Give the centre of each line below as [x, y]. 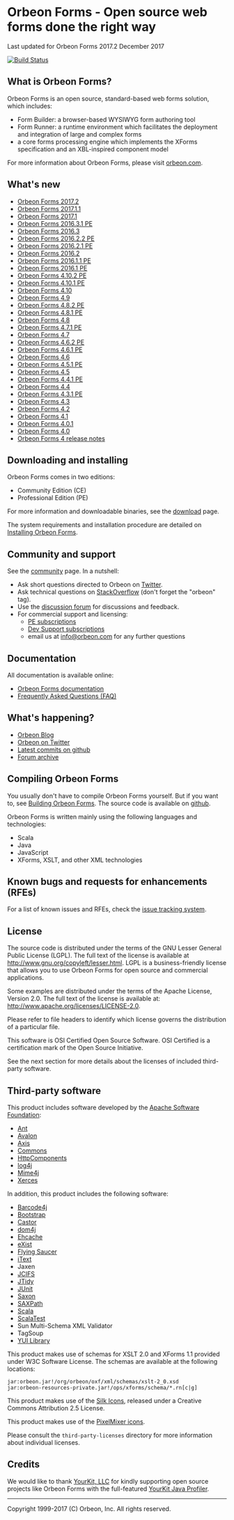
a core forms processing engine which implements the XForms [107, 142]
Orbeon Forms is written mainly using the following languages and [102, 816]
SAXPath [30, 1304]
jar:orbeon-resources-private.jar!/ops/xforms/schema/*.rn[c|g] [102, 1388]
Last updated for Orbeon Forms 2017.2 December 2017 [86, 46]
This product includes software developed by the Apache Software [103, 1108]
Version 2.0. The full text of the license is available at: [84, 998]
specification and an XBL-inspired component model [93, 149]
